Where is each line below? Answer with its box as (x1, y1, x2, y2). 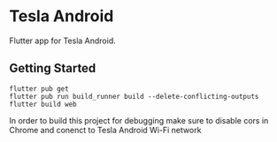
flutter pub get (9, 84, 69, 93)
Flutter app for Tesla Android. (9, 35, 117, 46)
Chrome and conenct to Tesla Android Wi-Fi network (9, 124, 202, 135)
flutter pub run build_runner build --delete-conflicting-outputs (9, 92, 259, 101)
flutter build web (9, 100, 77, 108)
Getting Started (9, 61, 96, 76)
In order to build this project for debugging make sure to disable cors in (9, 115, 269, 125)
